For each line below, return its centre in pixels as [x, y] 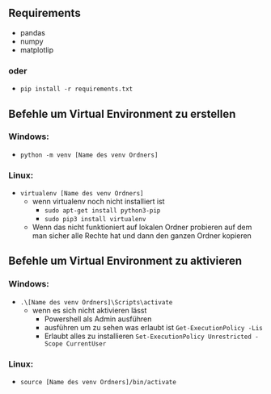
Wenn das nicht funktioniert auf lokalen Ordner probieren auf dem [142, 227]
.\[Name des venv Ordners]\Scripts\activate [96, 302]
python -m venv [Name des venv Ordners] [89, 155]
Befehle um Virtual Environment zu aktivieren [125, 261]
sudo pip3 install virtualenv [95, 220]
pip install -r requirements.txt [76, 89]
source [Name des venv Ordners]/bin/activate [98, 383]
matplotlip [37, 50]
